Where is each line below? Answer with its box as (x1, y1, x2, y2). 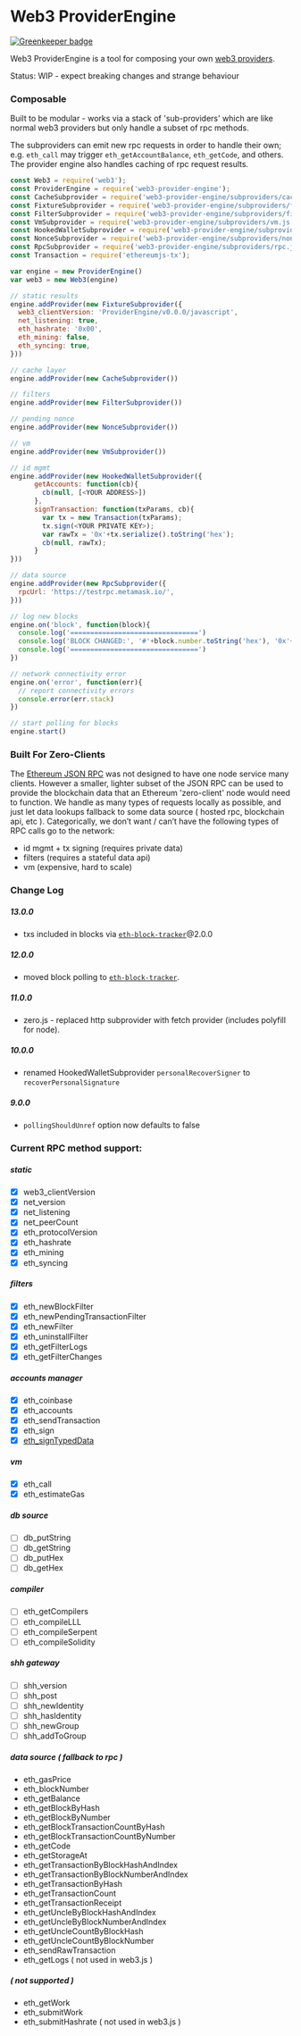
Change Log (10, 884, 64, 897)
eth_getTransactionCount (22, 1888, 117, 1899)
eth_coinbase (22, 1395, 73, 1405)
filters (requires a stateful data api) (22, 852, 151, 863)
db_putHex (22, 1553, 64, 1563)
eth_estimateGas (22, 1489, 86, 1500)
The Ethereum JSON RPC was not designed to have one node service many (10, 768, 289, 779)
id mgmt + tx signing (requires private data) (22, 842, 184, 854)
